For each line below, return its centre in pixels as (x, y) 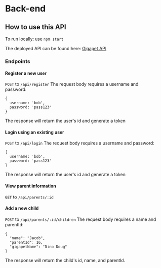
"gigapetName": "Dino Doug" (39, 247)
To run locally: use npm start (34, 39)
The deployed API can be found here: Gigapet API (56, 48)
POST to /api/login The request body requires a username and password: (80, 143)
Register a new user (26, 73)
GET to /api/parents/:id (29, 197)
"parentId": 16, (26, 242)
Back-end (25, 9)
